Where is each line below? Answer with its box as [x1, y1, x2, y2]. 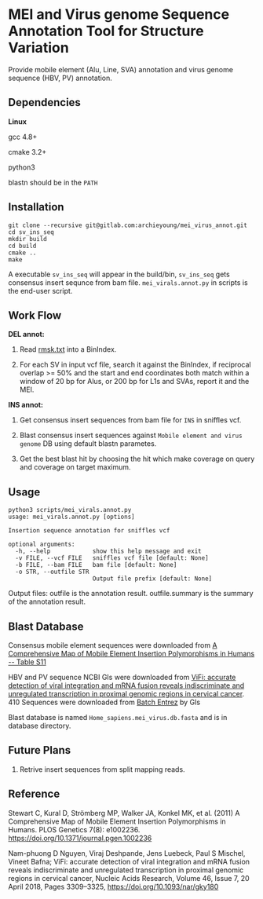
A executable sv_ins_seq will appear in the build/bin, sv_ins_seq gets [8, 269, 230, 279]
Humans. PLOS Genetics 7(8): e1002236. [8, 824, 141, 834]
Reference [8, 788, 60, 801]
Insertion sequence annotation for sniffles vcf [8, 527, 170, 535]
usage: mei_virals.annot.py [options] [8, 513, 135, 521]
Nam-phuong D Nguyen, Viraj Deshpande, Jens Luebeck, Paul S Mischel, [8, 848, 246, 857]
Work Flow [8, 309, 62, 322]
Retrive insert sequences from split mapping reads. [19, 764, 186, 774]
